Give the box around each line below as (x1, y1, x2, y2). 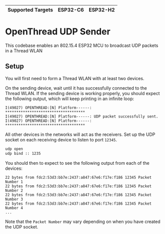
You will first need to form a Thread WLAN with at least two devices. (5, 75, 145, 81)
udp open (5, 146, 23, 151)
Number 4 (5, 205, 23, 211)
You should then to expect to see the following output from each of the (5, 160, 150, 166)
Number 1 (5, 179, 23, 184)
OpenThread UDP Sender (5, 26, 110, 37)
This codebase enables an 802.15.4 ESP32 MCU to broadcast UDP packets (5, 42, 159, 48)
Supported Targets (7, 6, 54, 13)
